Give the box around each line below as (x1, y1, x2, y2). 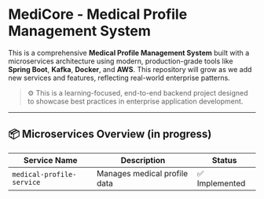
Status (211, 154, 237, 165)
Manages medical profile (97, 168, 189, 179)
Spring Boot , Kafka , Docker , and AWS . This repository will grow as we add (8, 64, 252, 74)
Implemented (196, 178, 246, 189)
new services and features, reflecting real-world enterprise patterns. (8, 73, 230, 82)
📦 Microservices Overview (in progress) (8, 128, 212, 141)
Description (120, 154, 166, 165)
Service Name (23, 154, 78, 165)
